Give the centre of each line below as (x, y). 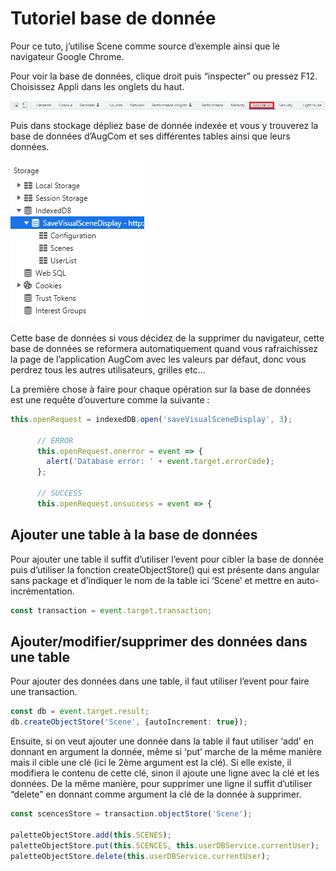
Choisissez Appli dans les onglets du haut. (97, 86)
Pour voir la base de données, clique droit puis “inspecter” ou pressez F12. (164, 76)
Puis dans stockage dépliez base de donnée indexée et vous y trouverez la (164, 125)
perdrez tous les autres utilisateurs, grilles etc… (108, 369)
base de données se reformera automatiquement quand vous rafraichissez (164, 348)
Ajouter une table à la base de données (134, 535)
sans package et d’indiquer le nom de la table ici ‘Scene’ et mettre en (152, 580)
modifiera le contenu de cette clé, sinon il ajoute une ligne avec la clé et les (165, 773)
